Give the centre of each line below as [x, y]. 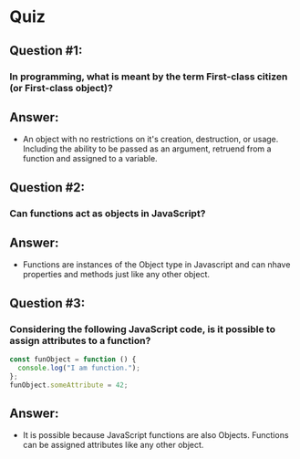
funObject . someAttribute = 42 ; [69, 385]
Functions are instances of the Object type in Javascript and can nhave [156, 265]
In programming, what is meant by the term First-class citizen [149, 77]
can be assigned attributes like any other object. [113, 445]
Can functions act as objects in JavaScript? [108, 214]
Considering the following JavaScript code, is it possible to [143, 329]
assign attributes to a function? [80, 340]
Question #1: [46, 51]
